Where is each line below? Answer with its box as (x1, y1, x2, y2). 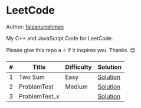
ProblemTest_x (18, 92, 60, 100)
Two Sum (18, 72, 45, 81)
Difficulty (65, 63, 93, 71)
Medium (65, 82, 88, 91)
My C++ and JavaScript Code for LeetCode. (6, 34, 113, 42)
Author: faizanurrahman (6, 23, 64, 30)
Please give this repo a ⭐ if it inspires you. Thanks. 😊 (6, 46, 136, 53)
